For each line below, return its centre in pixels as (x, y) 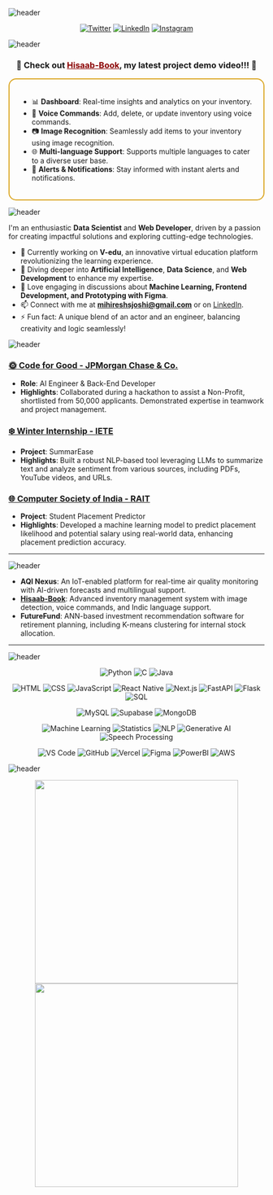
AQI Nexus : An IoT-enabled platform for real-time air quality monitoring (139, 581)
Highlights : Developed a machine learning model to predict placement (138, 525)
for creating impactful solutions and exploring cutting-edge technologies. (131, 237)
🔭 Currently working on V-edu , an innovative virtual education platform (139, 252)
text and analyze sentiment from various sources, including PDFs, (130, 469)
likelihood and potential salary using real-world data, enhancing (126, 534)
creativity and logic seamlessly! (73, 329)
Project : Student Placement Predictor (83, 516)
